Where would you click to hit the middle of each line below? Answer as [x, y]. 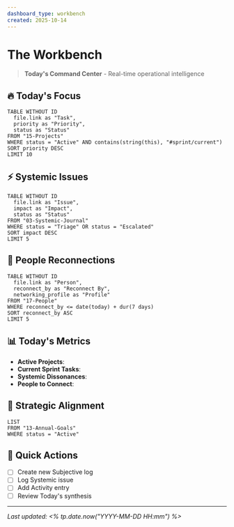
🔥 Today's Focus [44, 96]
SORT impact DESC [32, 233]
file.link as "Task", [45, 118]
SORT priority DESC [36, 148]
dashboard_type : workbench [46, 14]
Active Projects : [41, 361]
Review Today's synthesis [54, 496]
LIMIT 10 [20, 155]
